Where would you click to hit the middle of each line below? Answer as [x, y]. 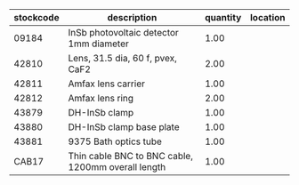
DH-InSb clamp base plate [124, 127]
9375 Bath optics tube [115, 141]
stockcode [36, 17]
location [268, 17]
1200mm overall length [117, 167]
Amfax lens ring [101, 98]
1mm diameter [98, 44]
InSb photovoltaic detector [124, 32]
